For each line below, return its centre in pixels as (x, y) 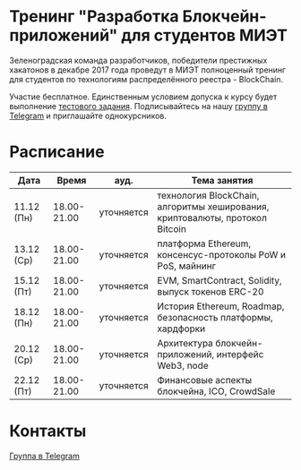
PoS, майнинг (187, 266)
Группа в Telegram (45, 456)
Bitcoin (172, 228)
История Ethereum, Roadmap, (221, 306)
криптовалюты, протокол (212, 218)
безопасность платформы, (215, 317)
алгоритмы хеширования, (213, 206)
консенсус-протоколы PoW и (222, 254)
